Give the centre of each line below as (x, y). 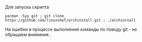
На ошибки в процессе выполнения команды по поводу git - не (71, 29)
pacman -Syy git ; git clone (35, 16)
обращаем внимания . (28, 34)
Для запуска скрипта (27, 7)
